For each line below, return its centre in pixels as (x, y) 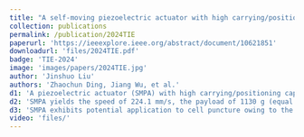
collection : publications (58, 26)
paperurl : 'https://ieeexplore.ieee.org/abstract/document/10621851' (143, 43)
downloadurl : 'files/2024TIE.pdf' (75, 51)
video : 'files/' (40, 118)
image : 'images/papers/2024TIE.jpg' (78, 68)
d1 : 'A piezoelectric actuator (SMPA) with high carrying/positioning (145, 93)
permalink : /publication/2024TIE (72, 34)
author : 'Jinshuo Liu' (52, 77)
